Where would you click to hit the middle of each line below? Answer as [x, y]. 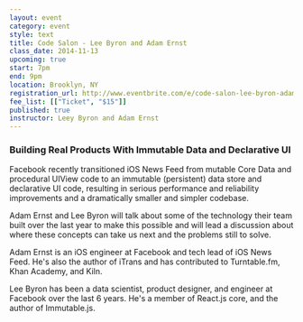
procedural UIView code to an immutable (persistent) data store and [136, 179]
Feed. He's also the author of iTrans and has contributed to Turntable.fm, [145, 262]
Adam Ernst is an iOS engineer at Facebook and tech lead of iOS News [141, 253]
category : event [40, 26]
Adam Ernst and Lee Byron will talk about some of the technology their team [151, 216]
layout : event [36, 18]
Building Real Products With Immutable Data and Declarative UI [150, 150]
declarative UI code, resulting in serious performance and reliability [134, 189]
